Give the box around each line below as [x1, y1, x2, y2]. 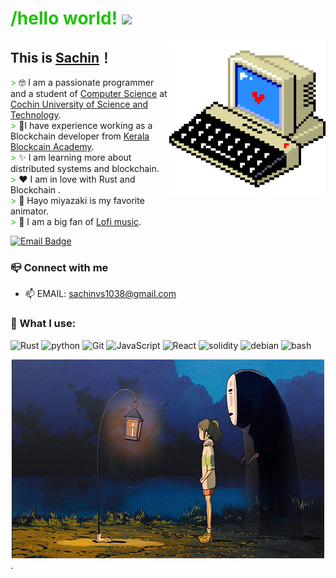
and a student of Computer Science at [10, 88, 168, 99]
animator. [10, 205, 49, 217]
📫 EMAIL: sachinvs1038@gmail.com [24, 288, 177, 300]
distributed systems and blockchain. [10, 163, 160, 174]
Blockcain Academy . [10, 141, 95, 152]
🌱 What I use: [10, 317, 77, 331]
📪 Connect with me [10, 260, 109, 274]
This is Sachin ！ [10, 49, 113, 66]
